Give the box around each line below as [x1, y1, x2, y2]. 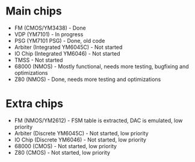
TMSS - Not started [14, 56, 63, 63]
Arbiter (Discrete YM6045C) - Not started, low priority [14, 129, 149, 137]
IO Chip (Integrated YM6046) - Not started [14, 50, 121, 57]
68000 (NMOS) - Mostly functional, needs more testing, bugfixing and [14, 62, 189, 70]
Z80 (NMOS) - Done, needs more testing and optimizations [14, 76, 161, 83]
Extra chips [5, 97, 64, 111]
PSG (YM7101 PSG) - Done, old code [14, 37, 105, 44]
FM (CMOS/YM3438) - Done [14, 24, 86, 31]
